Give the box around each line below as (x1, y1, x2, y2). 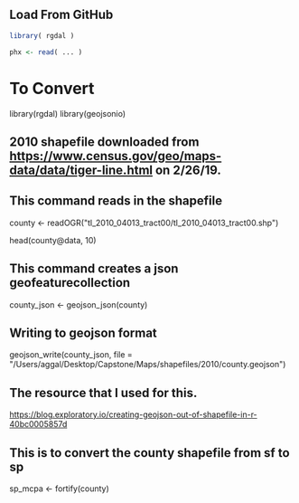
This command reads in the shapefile (9, 194, 223, 209)
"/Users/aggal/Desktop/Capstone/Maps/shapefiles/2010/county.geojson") (9, 359, 286, 370)
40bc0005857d (9, 419, 68, 430)
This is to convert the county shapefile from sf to (9, 445, 291, 460)
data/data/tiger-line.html (9, 162, 154, 177)
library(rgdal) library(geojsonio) (9, 108, 126, 119)
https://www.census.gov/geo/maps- (9, 148, 222, 164)
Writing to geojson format (9, 325, 158, 340)
